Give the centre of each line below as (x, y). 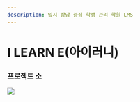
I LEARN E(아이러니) (63, 52)
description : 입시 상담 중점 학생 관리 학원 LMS (70, 15)
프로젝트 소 (25, 75)
